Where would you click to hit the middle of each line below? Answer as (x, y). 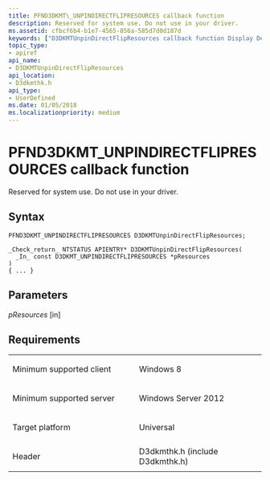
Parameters (38, 295)
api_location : (32, 75)
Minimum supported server (63, 398)
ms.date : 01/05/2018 (43, 105)
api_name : (25, 61)
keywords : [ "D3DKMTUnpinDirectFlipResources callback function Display (131, 38)
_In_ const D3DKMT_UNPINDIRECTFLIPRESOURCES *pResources (113, 256)
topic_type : (28, 46)
